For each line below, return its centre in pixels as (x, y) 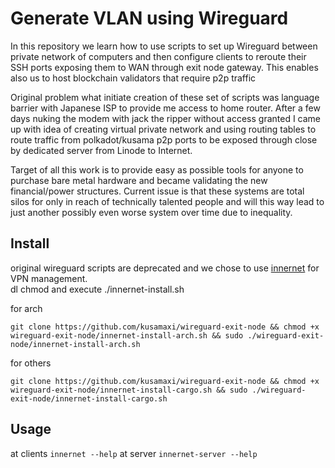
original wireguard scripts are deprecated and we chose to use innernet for (165, 268)
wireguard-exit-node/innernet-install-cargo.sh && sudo (129, 390)
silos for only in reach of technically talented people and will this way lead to (167, 201)
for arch (26, 308)
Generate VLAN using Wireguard (149, 18)
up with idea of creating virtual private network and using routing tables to (163, 129)
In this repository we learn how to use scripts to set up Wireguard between (164, 46)
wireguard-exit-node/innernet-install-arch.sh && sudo (127, 335)
